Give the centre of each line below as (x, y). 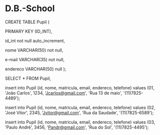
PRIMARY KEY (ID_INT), (29, 31)
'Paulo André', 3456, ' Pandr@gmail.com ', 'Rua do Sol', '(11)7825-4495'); (77, 127)
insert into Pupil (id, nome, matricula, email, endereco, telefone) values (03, (80, 122)
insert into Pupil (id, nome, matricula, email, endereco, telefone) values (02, (80, 107)
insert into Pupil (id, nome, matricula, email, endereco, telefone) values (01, (80, 87)
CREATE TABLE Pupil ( (27, 22)
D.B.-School (30, 8)
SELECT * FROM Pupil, (28, 78)
